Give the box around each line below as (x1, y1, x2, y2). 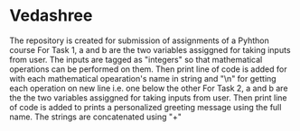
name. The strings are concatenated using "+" (9, 111, 183, 122)
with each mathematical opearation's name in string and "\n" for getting (9, 73, 277, 83)
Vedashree (9, 5, 93, 26)
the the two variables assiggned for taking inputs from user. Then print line (9, 92, 287, 103)
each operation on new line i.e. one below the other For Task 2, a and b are (9, 83, 288, 93)
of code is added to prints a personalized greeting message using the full (9, 101, 282, 112)
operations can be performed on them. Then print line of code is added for (9, 64, 287, 74)
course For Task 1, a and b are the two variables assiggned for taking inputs (9, 44, 291, 55)
